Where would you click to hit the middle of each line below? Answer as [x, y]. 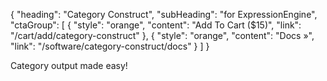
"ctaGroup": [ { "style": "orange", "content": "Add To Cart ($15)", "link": [156, 25]
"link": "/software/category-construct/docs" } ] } [110, 46]
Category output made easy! [69, 65]
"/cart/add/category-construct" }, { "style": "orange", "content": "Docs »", [162, 35]
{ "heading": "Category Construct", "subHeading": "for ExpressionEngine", [164, 14]
